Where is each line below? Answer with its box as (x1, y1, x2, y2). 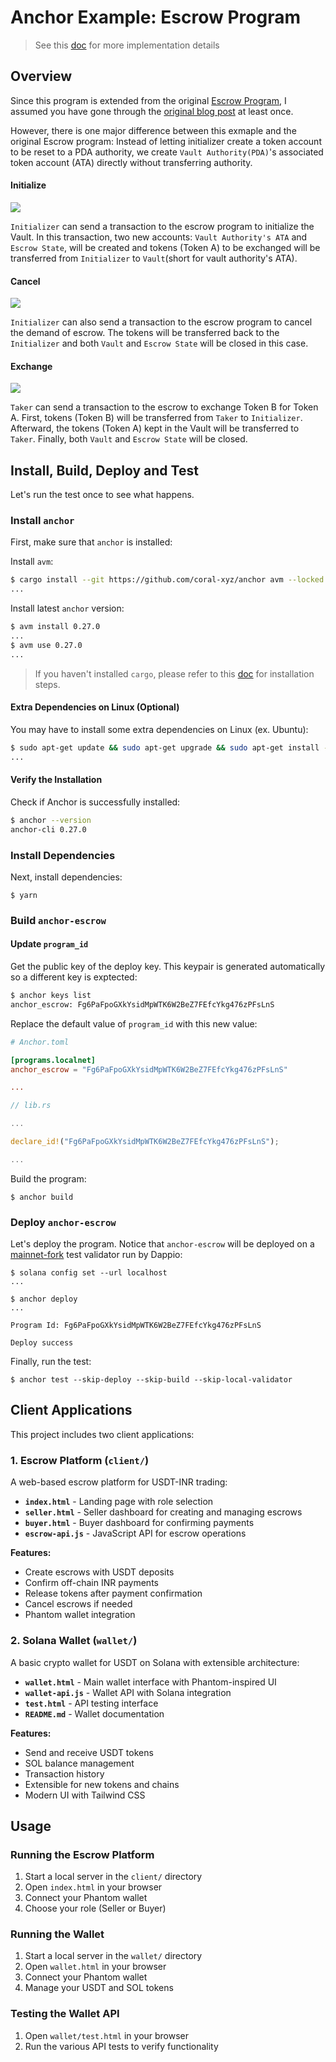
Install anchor (10, 514, 75, 528)
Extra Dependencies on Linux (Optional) (10, 701, 180, 713)
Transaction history (24, 1767, 105, 1780)
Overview (10, 68, 73, 85)
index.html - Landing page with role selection (24, 1496, 214, 1508)
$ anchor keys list (10, 991, 92, 1001)
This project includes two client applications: (10, 1428, 195, 1440)
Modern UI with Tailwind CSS (24, 1789, 146, 1801)
